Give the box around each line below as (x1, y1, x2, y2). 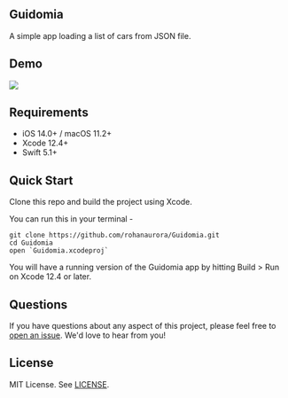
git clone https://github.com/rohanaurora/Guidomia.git (9, 230, 220, 240)
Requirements (9, 105, 89, 121)
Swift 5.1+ (21, 147, 58, 158)
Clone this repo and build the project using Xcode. (9, 197, 193, 207)
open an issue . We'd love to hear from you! (9, 330, 167, 340)
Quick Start (9, 173, 74, 188)
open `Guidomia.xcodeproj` (9, 246, 109, 255)
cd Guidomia (9, 238, 53, 247)
